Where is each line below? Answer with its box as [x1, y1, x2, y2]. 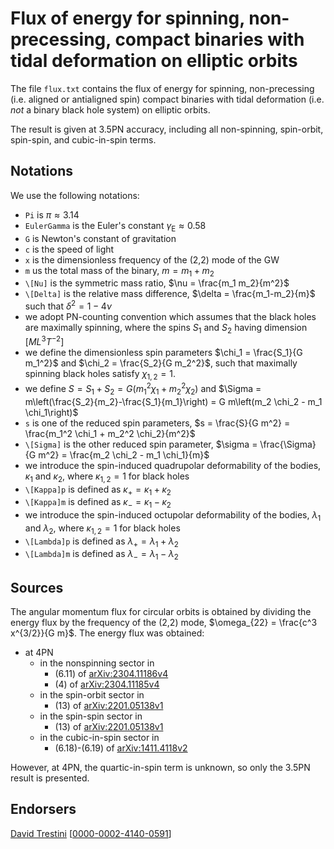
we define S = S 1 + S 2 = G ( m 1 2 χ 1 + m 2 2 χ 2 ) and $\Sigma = [24, 381, 262, 397]
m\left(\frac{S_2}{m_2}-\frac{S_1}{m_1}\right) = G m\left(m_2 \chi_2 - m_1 [24, 395, 323, 407]
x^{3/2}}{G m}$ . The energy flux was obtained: [10, 627, 205, 639]
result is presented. [10, 772, 90, 784]
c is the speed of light [24, 243, 115, 255]
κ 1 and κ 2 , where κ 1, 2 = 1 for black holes [24, 470, 190, 484]
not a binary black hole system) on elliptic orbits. [10, 103, 211, 116]
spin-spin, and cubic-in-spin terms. [10, 133, 157, 146]
